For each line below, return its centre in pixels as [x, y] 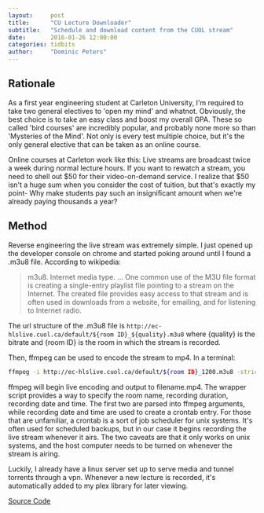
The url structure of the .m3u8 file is [67, 325]
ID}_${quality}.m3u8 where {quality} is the [186, 334]
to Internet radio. [55, 310]
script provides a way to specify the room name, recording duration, [118, 395]
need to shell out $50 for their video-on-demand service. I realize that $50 [129, 176]
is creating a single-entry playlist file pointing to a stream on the [130, 285]
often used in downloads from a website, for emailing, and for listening [141, 302]
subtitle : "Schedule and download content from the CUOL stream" [121, 30]
